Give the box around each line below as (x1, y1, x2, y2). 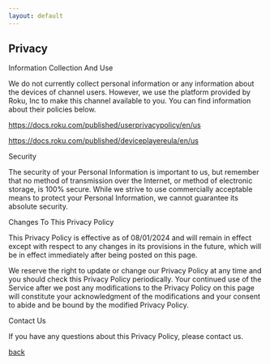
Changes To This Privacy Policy (8, 218, 114, 227)
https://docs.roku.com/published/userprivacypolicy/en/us (8, 121, 201, 130)
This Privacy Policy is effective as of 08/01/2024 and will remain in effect (8, 233, 252, 243)
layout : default (8, 11, 63, 20)
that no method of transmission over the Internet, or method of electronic (8, 176, 253, 186)
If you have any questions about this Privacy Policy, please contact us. (8, 332, 243, 341)
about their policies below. (8, 104, 96, 114)
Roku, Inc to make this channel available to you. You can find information (8, 96, 251, 106)
